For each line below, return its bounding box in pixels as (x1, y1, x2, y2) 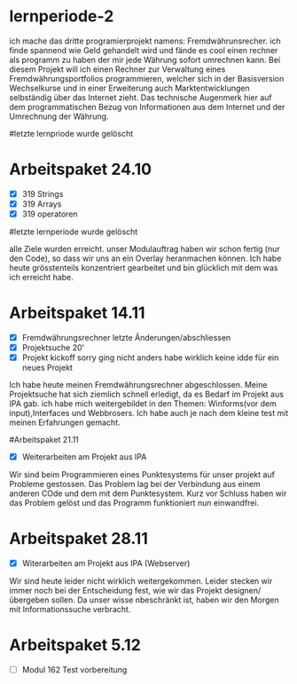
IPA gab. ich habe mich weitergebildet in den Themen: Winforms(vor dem (9, 398, 277, 409)
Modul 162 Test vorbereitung (21, 664, 128, 675)
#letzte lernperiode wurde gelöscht (9, 226, 138, 237)
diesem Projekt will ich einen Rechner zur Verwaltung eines (9, 64, 226, 75)
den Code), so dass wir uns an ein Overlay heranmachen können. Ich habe (9, 253, 282, 263)
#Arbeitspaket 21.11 (9, 435, 80, 445)
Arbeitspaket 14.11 (9, 303, 145, 323)
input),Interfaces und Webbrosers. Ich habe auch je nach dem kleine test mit (9, 408, 289, 419)
